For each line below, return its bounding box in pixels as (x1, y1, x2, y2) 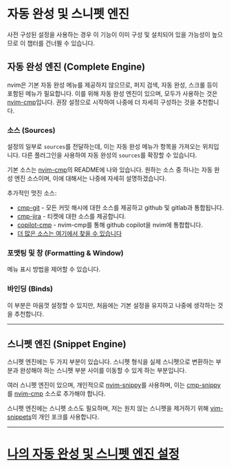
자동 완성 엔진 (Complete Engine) (7, 61, 146, 73)
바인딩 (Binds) (7, 284, 54, 293)
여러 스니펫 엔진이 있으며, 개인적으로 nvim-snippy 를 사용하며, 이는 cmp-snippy (7, 381, 221, 389)
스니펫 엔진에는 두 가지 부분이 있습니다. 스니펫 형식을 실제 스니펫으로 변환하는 (7, 357, 214, 366)
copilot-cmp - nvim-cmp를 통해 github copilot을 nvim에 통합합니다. (16, 221, 203, 229)
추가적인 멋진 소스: (7, 189, 57, 197)
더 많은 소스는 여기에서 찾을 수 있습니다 (16, 229, 122, 238)
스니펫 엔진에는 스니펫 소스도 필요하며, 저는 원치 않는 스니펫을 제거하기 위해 (7, 404, 209, 413)
